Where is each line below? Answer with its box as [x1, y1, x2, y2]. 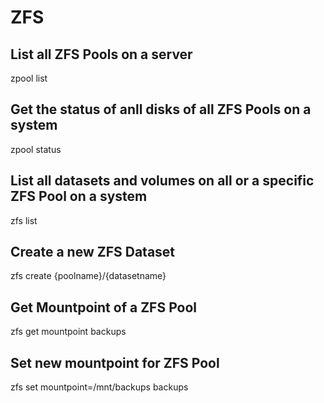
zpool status [10, 143, 62, 155]
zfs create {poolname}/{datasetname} [10, 270, 167, 282]
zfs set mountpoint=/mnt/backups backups [10, 381, 189, 393]
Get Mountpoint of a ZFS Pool [10, 299, 198, 316]
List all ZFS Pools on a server [10, 46, 193, 63]
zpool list [10, 72, 48, 84]
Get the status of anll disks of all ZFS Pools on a [10, 101, 312, 118]
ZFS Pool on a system [10, 188, 148, 205]
